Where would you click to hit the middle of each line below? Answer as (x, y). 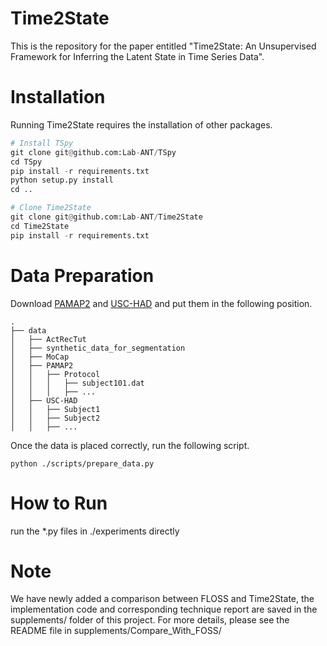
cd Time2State (40, 226)
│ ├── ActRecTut (48, 339)
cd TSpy (26, 162)
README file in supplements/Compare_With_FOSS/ (116, 631)
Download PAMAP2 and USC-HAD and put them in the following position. (161, 303)
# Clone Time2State (51, 208)
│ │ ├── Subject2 (55, 418)
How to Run (59, 503)
